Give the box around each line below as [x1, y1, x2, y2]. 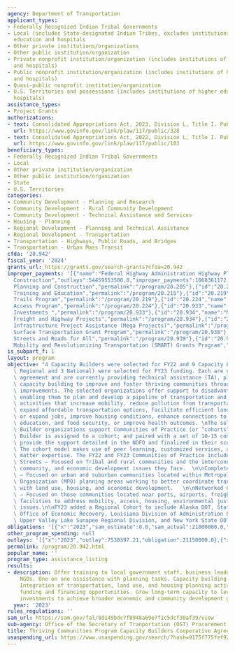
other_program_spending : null [7, 530, 96, 537]
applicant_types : [7, 17, 58, 24]
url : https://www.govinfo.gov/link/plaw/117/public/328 [13, 127, 180, 134]
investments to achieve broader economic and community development [20, 595, 224, 602]
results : [7, 563, 33, 570]
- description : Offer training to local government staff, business [7, 569, 211, 577]
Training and [13, 289, 52, 297]
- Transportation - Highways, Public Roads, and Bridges [7, 238, 177, 245]
